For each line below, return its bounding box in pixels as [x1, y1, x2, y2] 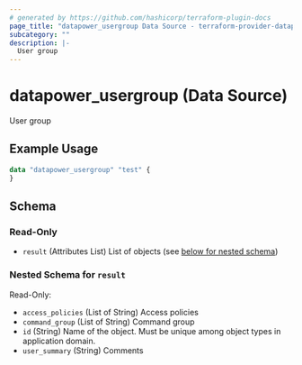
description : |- [9, 38, 70, 48]
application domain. [22, 335, 96, 346]
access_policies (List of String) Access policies [22, 306, 200, 317]
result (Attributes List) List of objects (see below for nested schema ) [22, 246, 279, 257]
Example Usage [9, 141, 99, 157]
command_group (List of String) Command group [22, 316, 195, 327]
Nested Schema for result [9, 269, 126, 281]
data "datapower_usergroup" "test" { [9, 165, 151, 174]
